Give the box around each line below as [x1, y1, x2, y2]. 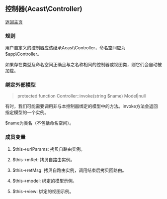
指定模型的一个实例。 [5, 109, 49, 115]
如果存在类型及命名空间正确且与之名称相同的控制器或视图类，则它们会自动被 [5, 62, 162, 68]
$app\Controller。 [5, 51, 42, 57]
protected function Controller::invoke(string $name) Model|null [17, 93, 146, 99]
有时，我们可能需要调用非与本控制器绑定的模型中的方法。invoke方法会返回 [5, 103, 158, 109]
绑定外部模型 [5, 82, 36, 89]
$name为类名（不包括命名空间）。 [5, 120, 74, 126]
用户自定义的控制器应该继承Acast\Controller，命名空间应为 [5, 45, 126, 51]
